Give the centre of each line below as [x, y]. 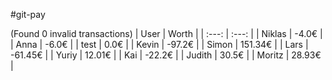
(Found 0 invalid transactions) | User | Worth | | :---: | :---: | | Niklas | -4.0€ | [166, 33]
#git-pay [28, 14]
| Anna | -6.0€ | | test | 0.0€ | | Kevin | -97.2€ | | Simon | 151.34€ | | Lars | [159, 44]
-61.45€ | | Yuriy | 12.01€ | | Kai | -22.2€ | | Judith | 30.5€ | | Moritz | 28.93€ [166, 55]
